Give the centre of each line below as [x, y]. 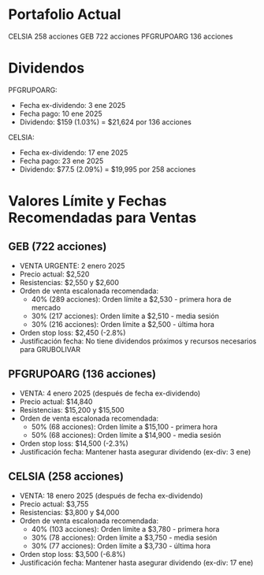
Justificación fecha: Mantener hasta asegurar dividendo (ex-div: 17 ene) [136, 562]
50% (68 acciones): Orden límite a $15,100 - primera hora [125, 426]
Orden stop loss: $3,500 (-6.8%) [73, 554]
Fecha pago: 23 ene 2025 [61, 161]
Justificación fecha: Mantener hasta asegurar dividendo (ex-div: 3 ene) [135, 451]
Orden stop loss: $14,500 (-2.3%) [74, 443]
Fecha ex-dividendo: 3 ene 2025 [73, 105]
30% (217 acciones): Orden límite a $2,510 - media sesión [125, 316]
